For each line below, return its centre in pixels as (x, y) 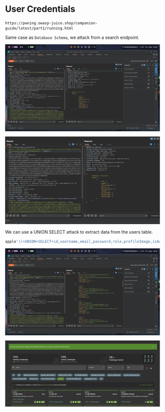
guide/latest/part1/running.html (39, 28)
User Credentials (40, 9)
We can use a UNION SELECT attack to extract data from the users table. (79, 232)
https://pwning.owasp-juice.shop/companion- (51, 23)
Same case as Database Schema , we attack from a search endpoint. (72, 37)
